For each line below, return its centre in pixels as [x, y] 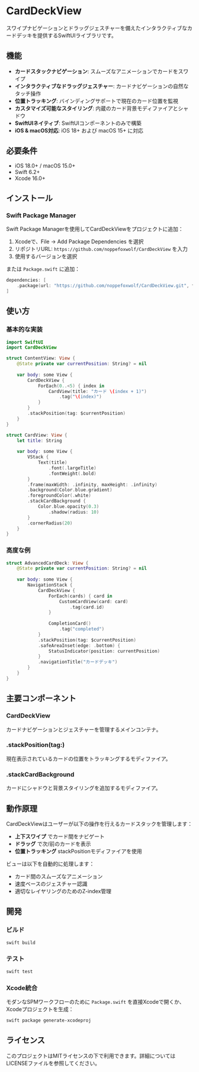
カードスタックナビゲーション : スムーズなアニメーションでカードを [97, 71]
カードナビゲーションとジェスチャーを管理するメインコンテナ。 [84, 729]
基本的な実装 [25, 330]
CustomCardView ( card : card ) [94, 601]
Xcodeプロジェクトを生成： [40, 1009]
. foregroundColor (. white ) [60, 495]
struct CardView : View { [37, 435]
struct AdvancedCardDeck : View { [47, 563]
